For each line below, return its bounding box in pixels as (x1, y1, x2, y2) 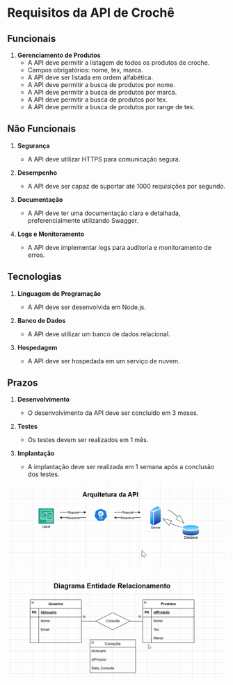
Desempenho (17, 168, 58, 177)
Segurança (17, 141, 50, 150)
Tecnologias (7, 271, 62, 283)
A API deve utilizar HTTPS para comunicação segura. (27, 155, 181, 163)
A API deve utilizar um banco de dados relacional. (27, 329, 170, 338)
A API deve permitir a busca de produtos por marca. (27, 88, 177, 96)
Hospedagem (17, 343, 58, 352)
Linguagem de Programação (17, 289, 102, 297)
